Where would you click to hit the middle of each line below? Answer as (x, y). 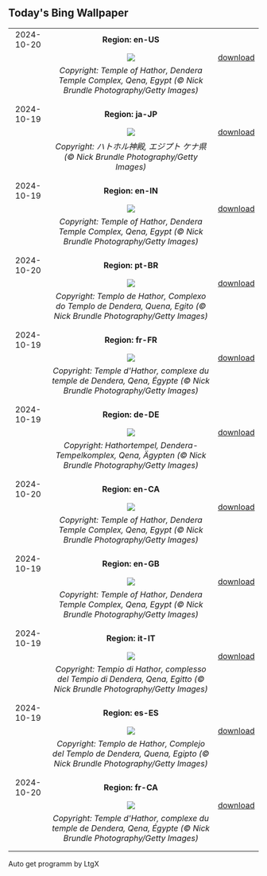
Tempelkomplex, (86, 455)
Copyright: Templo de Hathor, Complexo (131, 296)
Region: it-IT (131, 638)
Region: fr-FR (131, 340)
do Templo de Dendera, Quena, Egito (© (131, 306)
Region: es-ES (131, 713)
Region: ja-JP (131, 114)
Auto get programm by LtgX (54, 863)
